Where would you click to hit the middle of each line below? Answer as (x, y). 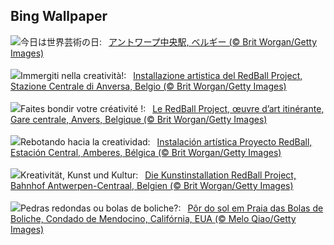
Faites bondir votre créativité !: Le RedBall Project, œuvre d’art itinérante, (172, 108)
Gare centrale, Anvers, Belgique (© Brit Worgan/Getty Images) (139, 119)
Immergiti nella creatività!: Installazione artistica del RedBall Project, (161, 75)
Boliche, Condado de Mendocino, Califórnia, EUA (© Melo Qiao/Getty (153, 218)
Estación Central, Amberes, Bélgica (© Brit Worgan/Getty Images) (146, 152)
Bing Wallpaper (59, 16)
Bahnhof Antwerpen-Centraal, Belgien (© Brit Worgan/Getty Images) (152, 185)
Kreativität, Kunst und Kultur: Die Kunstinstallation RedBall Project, (158, 175)
